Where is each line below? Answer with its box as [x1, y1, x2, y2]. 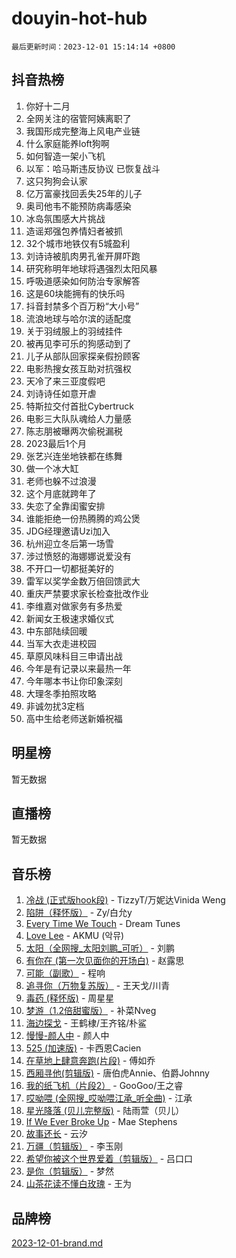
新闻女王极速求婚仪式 [25, 612, 114, 624]
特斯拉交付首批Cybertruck [25, 400, 134, 412]
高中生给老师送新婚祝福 [25, 712, 123, 724]
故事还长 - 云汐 [25, 1128, 89, 1140]
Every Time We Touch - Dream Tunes [25, 918, 181, 930]
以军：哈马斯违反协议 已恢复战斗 [25, 162, 161, 174]
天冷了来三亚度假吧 [25, 375, 106, 387]
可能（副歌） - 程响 [25, 967, 106, 979]
